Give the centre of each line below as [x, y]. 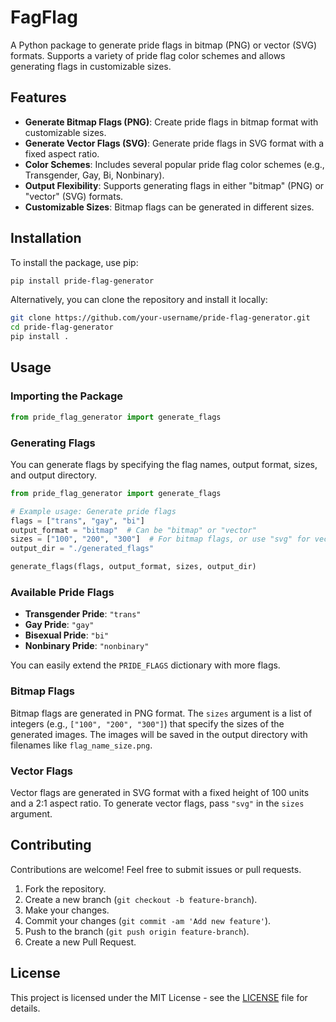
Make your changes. [67, 910]
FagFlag [44, 17]
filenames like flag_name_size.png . [81, 745]
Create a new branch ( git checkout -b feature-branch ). [141, 899]
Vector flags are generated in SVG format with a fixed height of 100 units [160, 792]
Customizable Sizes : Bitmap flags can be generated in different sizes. [169, 207]
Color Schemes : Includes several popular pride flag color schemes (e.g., [174, 164]
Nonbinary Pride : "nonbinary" [87, 646]
